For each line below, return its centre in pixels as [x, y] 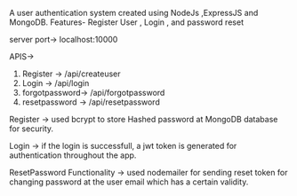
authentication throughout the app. [73, 155]
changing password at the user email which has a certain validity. [129, 182]
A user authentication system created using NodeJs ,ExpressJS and [134, 13]
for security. [32, 129]
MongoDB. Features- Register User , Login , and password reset [127, 22]
